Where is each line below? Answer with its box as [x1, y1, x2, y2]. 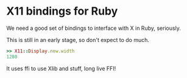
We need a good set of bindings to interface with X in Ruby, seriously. [6, 24, 182, 32]
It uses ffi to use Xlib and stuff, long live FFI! [6, 65, 116, 72]
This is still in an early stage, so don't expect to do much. [6, 36, 149, 43]
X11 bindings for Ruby [6, 4, 118, 18]
